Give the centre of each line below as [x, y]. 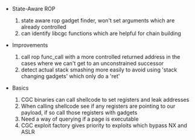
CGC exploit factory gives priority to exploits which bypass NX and [104, 125]
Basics [20, 88]
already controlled [43, 27]
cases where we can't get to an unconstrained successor [92, 63]
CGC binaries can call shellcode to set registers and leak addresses [105, 100]
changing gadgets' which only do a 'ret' [70, 76]
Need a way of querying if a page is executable [80, 119]
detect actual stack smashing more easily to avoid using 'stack [99, 70]
